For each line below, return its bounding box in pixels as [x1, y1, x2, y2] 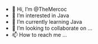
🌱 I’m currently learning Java [11, 18, 83, 25]
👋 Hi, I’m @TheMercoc [11, 6, 67, 12]
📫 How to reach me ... [11, 32, 67, 38]
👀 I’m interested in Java [11, 12, 69, 19]
